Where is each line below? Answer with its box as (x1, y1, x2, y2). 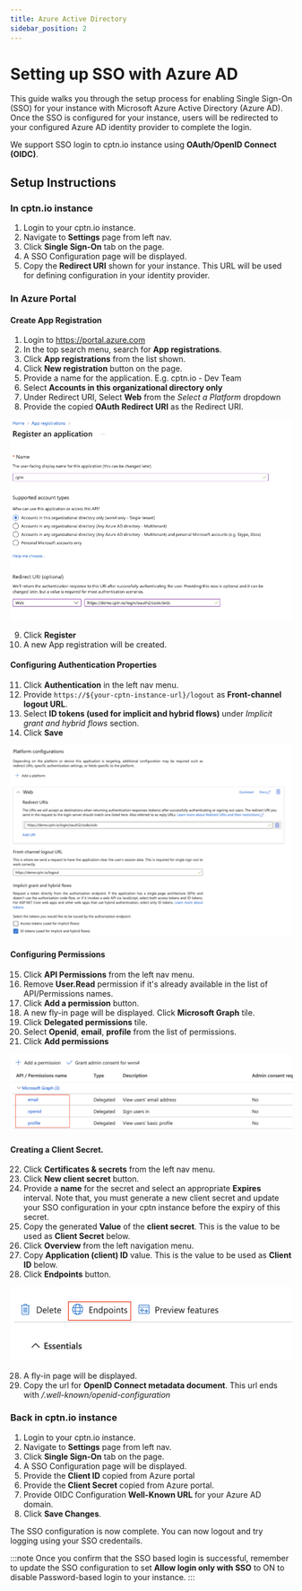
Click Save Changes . (22, 1508, 102, 1519)
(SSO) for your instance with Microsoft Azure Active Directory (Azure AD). (10, 103, 283, 114)
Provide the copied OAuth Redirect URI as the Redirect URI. (22, 401, 245, 412)
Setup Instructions (10, 175, 116, 190)
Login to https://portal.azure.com (22, 335, 146, 346)
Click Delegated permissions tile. (22, 1016, 149, 1027)
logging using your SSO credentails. (10, 1535, 142, 1546)
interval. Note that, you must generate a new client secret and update (22, 1192, 280, 1203)
